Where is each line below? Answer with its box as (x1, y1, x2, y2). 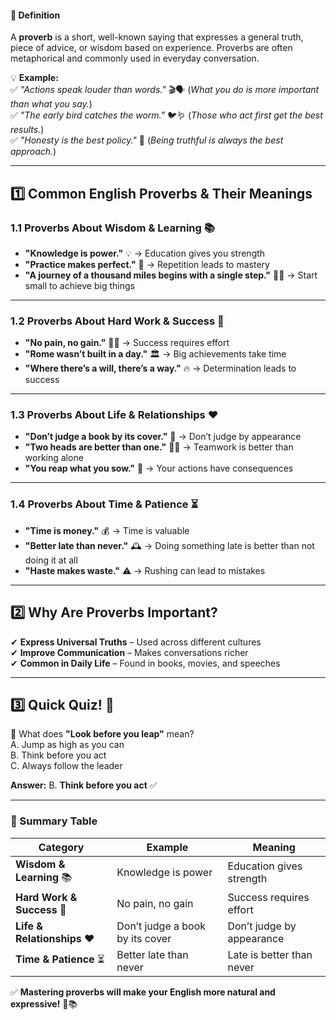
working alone (24, 452, 84, 464)
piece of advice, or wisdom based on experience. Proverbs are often (10, 42, 293, 54)
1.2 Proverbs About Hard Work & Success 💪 (10, 314, 225, 328)
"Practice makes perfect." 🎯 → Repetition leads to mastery (24, 258, 270, 270)
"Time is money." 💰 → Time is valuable (24, 524, 190, 536)
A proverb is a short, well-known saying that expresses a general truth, (10, 31, 304, 43)
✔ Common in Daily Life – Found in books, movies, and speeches (10, 657, 281, 669)
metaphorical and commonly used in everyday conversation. (10, 52, 260, 65)
